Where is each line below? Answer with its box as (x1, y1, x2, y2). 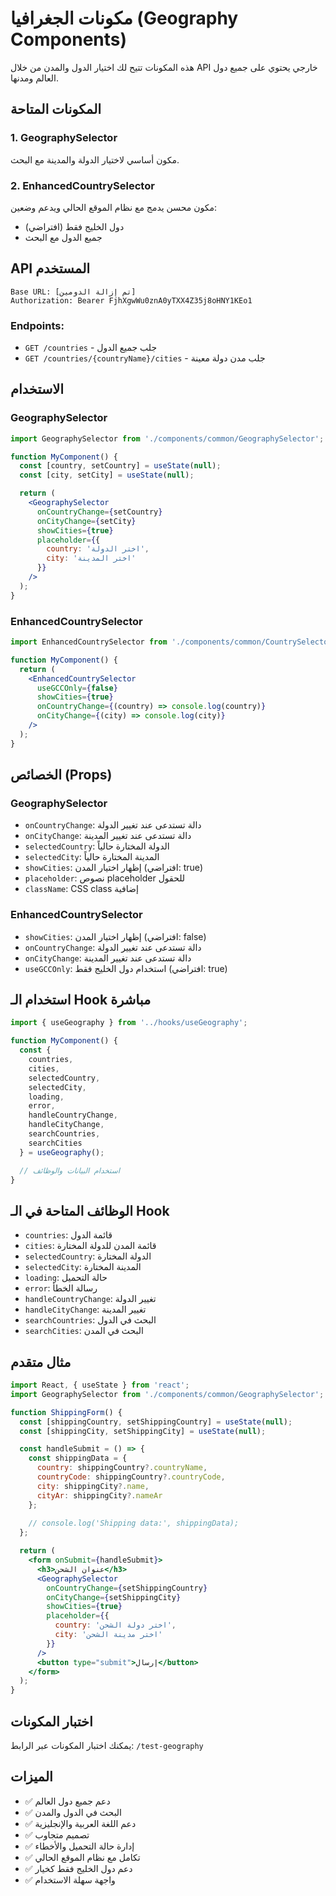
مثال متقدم (10, 1353, 72, 1371)
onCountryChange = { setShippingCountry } (46, 1583, 208, 1593)
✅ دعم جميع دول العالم (24, 1795, 111, 1807)
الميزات (10, 1768, 53, 1786)
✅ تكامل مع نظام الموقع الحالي (24, 1851, 141, 1863)
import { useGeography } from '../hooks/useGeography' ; (10, 1018, 248, 1028)
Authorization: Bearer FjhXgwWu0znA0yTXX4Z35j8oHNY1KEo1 (10, 295, 253, 306)
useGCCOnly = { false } (36, 683, 118, 693)
